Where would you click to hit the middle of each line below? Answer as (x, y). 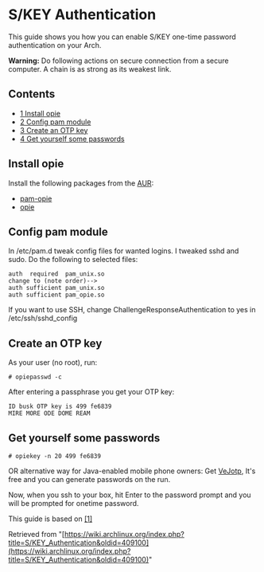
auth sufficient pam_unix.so (56, 288)
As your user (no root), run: (53, 362)
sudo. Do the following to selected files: (73, 260)
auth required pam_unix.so (56, 274)
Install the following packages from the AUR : (81, 183)
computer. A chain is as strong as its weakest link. (90, 69)
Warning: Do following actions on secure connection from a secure (118, 61)
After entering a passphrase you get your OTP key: (91, 392)
